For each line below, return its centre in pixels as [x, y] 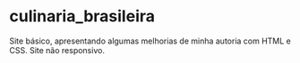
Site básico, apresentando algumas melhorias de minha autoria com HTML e [150, 41]
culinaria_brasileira [82, 16]
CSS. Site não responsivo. [57, 50]
